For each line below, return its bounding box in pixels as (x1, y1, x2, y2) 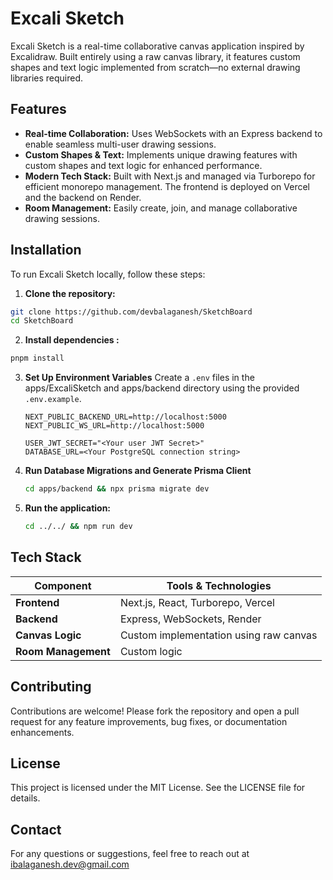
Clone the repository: (24, 287, 116, 299)
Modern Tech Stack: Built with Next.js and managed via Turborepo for (24, 170, 316, 182)
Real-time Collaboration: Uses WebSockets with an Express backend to (24, 127, 323, 139)
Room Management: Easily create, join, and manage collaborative (24, 202, 298, 214)
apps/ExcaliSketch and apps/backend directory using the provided (24, 382, 300, 394)
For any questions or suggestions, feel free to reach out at (10, 848, 250, 860)
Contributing (10, 678, 92, 696)
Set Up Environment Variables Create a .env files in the (24, 372, 255, 384)
